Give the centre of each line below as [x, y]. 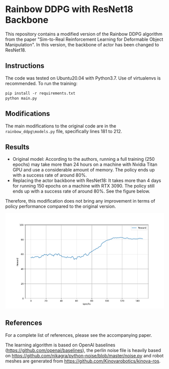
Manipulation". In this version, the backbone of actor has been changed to [82, 44]
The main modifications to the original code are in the [61, 126]
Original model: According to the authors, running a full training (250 [83, 159]
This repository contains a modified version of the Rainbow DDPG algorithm [84, 34]
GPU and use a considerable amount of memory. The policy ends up [83, 170]
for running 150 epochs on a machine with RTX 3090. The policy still [83, 186]
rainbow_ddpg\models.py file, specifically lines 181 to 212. [64, 131]
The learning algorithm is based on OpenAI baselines [60, 345]
